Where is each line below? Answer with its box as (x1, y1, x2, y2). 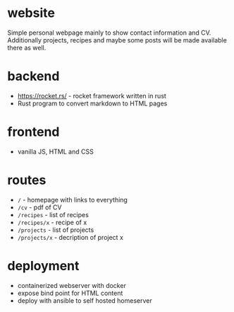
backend (7, 69, 60, 84)
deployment (7, 258, 80, 274)
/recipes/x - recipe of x (17, 218, 87, 226)
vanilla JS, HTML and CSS (17, 147, 94, 156)
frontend (7, 124, 60, 140)
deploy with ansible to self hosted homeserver (17, 296, 153, 305)
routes (7, 172, 47, 188)
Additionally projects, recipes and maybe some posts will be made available (7, 35, 227, 44)
